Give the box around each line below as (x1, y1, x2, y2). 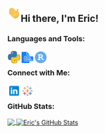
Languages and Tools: (7, 34, 85, 44)
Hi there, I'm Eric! (21, 13, 99, 25)
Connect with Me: (7, 67, 70, 77)
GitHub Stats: (7, 101, 55, 111)
